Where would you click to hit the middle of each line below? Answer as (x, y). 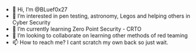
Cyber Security (31, 22)
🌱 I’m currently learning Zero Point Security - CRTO (77, 29)
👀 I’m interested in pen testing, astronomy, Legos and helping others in (101, 16)
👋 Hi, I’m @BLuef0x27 (40, 9)
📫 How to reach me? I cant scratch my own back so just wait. (90, 42)
